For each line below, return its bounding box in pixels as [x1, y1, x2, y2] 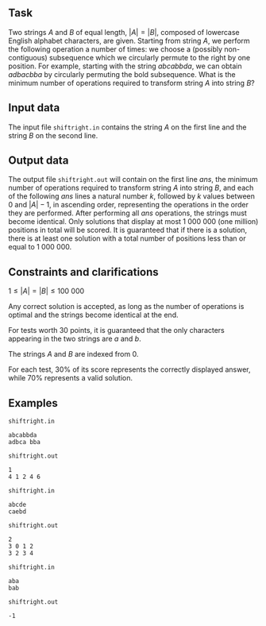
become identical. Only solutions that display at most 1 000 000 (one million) [8, 217, 259, 226]
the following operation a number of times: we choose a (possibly [8, 44, 223, 54]
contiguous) [8, 52, 48, 62]
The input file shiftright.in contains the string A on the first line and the [8, 122, 247, 132]
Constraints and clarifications [8, 265, 159, 279]
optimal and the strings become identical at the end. [8, 310, 179, 320]
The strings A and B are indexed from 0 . [8, 350, 139, 359]
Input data [8, 101, 60, 114]
